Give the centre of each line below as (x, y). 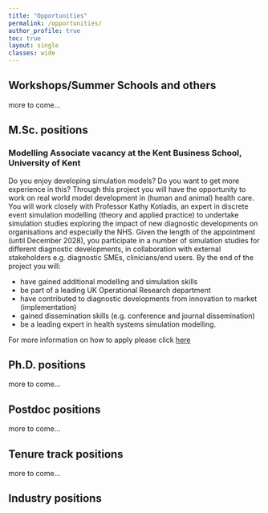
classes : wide (32, 53)
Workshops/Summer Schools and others (112, 85)
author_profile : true (45, 31)
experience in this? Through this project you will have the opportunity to (127, 189)
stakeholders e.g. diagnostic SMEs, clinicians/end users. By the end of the (131, 257)
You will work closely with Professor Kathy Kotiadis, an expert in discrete (128, 206)
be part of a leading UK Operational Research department (115, 290)
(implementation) (48, 307)
